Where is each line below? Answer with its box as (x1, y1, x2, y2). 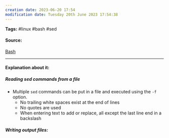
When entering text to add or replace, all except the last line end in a (20, 110, 162, 116)
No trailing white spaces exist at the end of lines (20, 99, 120, 105)
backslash (20, 115, 42, 121)
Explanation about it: (5, 65, 50, 71)
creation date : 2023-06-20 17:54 (5, 7, 75, 13)
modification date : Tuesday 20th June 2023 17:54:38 (5, 12, 118, 17)
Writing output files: (5, 126, 49, 133)
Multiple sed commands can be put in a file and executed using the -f (12, 89, 157, 95)
